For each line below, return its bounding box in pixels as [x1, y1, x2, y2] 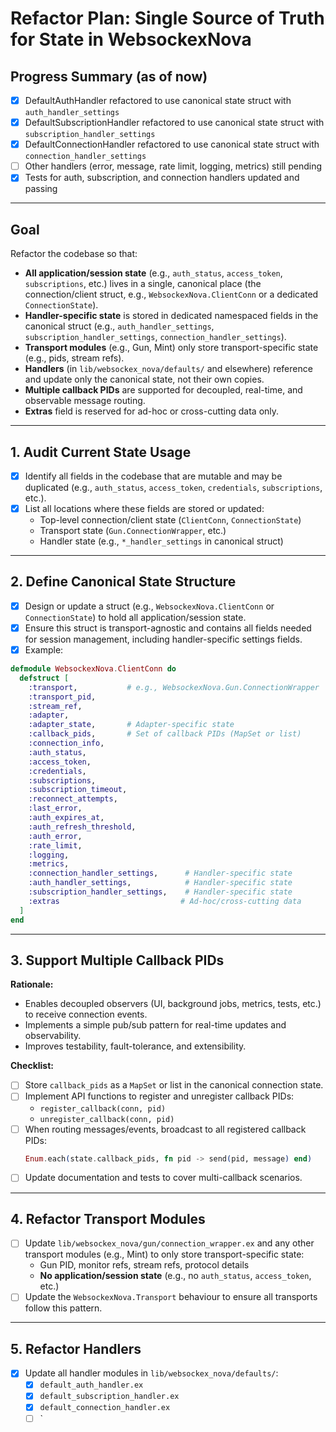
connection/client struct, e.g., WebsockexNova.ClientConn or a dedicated [24, 288, 319, 301]
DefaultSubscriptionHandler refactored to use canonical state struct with [24, 117, 325, 129]
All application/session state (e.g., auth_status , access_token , [24, 267, 283, 279]
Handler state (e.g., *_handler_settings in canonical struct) [39, 535, 284, 547]
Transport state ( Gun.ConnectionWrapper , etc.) [39, 525, 227, 537]
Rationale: [10, 978, 54, 991]
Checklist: [10, 1060, 55, 1072]
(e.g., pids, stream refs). [24, 352, 125, 364]
